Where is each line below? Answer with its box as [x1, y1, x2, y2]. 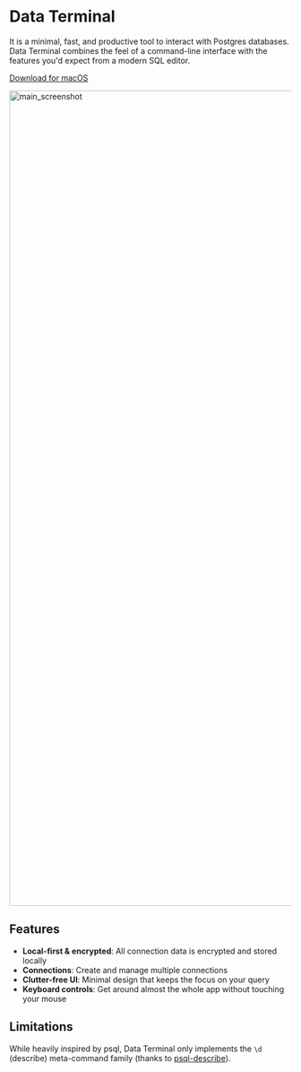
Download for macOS [9, 72, 89, 83]
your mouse [21, 993, 67, 1004]
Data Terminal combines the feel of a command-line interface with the [9, 45, 268, 56]
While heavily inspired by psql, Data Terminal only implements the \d [9, 1043, 262, 1054]
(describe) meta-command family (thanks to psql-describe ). [9, 1052, 231, 1063]
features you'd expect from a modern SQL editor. [9, 55, 191, 66]
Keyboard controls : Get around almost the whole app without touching [21, 983, 285, 994]
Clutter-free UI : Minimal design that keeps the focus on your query [21, 974, 271, 985]
